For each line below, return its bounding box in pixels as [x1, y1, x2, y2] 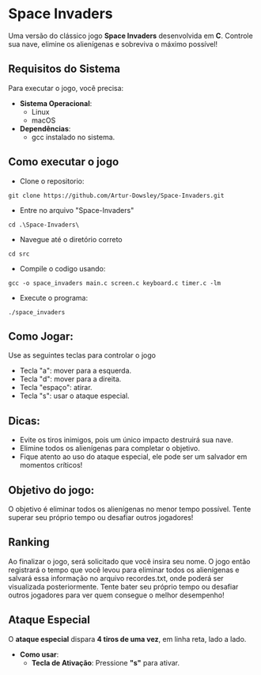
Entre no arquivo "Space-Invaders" [19, 205, 134, 214]
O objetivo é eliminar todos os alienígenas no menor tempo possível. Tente [8, 504, 252, 514]
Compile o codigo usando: [19, 264, 106, 273]
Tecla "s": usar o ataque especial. [19, 391, 130, 400]
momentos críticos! [19, 461, 83, 470]
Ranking [8, 536, 50, 549]
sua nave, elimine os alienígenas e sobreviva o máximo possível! [8, 39, 218, 48]
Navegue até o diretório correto [19, 234, 123, 244]
